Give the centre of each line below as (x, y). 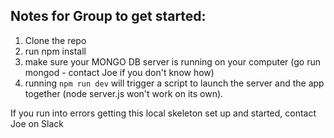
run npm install (55, 51)
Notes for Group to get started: (108, 16)
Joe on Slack (37, 123)
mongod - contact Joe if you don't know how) (119, 72)
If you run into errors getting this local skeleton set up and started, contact (163, 113)
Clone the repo (55, 40)
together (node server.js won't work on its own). (124, 93)
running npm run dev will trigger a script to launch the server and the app (174, 83)
